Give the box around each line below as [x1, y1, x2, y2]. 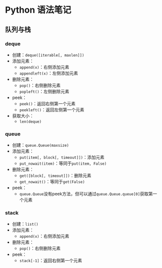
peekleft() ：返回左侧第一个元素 [19, 107, 84, 113]
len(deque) [19, 119, 42, 124]
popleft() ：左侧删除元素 [19, 88, 70, 94]
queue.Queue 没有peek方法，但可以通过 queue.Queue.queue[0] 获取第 [19, 191, 153, 197]
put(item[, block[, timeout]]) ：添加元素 [19, 154, 105, 160]
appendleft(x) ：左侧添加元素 [19, 70, 78, 76]
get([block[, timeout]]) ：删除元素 [19, 172, 92, 178]
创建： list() [12, 221, 39, 227]
